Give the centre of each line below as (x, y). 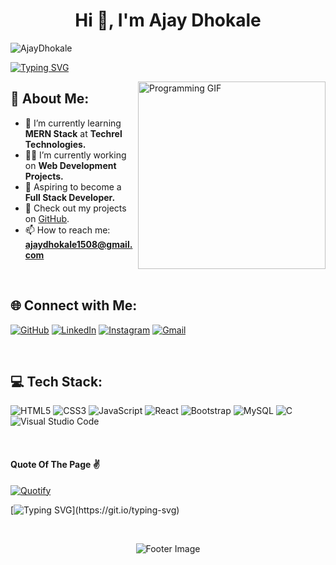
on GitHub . (47, 218)
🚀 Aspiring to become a (73, 186)
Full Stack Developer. (70, 197)
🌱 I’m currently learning (73, 123)
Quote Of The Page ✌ (55, 464)
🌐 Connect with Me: (74, 305)
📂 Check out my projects (75, 208)
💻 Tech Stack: (56, 381)
